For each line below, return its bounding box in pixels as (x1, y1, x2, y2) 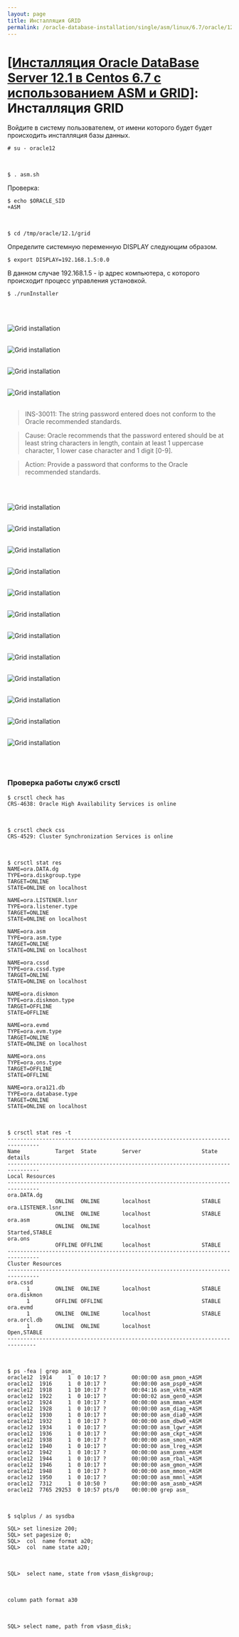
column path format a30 (7, 1596, 78, 1603)
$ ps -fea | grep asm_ (7, 1367, 75, 1374)
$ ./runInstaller (7, 290, 59, 298)
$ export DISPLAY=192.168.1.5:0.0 (7, 256, 110, 264)
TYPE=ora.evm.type (7, 1028, 62, 1035)
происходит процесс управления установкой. (7, 276, 147, 285)
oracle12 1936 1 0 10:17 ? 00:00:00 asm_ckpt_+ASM (7, 1430, 202, 1437)
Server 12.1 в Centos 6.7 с (7, 69, 161, 86)
